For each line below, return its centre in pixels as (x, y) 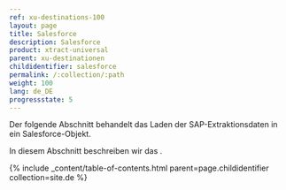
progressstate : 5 (41, 99)
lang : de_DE (31, 91)
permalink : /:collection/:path (67, 75)
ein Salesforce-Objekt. (50, 134)
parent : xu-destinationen (57, 58)
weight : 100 (31, 83)
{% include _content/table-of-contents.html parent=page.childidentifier (139, 168)
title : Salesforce (43, 34)
